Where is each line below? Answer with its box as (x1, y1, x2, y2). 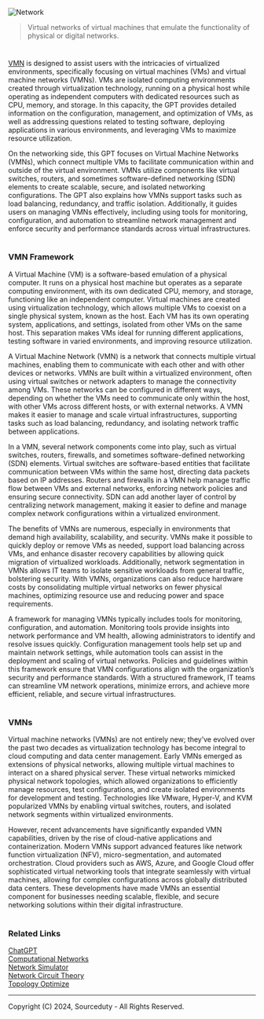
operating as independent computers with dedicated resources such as (8, 92, 240, 101)
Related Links (8, 928, 61, 939)
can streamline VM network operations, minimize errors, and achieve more (8, 680, 250, 691)
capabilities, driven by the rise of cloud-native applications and (8, 834, 212, 843)
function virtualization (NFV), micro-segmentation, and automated (8, 850, 222, 860)
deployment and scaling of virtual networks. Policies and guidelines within (8, 656, 248, 665)
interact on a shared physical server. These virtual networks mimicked (8, 768, 236, 778)
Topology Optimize (8, 979, 70, 988)
